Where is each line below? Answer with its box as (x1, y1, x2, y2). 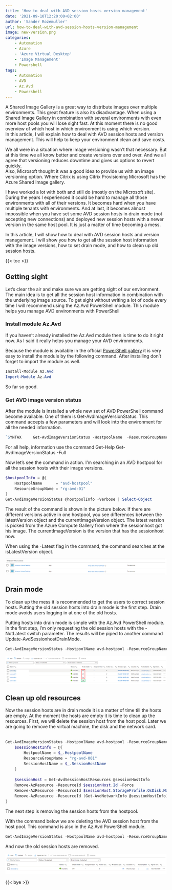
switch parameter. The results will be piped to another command (27, 630, 163, 636)
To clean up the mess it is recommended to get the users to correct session (5, 598, 165, 605)
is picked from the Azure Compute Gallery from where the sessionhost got (5, 522, 162, 529)
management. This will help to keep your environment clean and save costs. (5, 136, 165, 143)
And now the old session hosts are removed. (5, 843, 99, 849)
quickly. (5, 163, 22, 169)
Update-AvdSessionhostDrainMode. (5, 636, 81, 642)
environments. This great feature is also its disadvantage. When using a (5, 109, 156, 115)
